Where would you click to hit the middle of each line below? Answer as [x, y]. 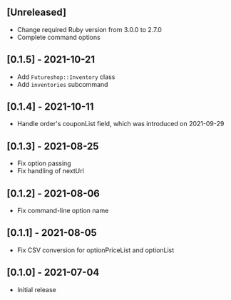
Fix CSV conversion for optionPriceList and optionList [96, 250]
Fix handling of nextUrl [51, 171]
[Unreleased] [37, 12]
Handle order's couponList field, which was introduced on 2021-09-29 [120, 124]
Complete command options [58, 37]
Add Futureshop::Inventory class [66, 77]
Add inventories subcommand [62, 84]
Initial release [36, 289]
